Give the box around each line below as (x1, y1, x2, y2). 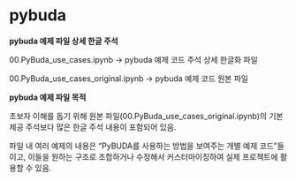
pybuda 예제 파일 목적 (9, 92, 87, 102)
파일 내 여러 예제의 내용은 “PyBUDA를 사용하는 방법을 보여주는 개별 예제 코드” (9, 140, 277, 151)
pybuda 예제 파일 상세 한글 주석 (9, 35, 118, 46)
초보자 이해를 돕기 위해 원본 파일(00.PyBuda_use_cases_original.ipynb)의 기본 (9, 110, 284, 121)
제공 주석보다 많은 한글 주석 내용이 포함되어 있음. (9, 121, 177, 132)
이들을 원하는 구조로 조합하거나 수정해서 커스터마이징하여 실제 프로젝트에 (27, 151, 278, 162)
